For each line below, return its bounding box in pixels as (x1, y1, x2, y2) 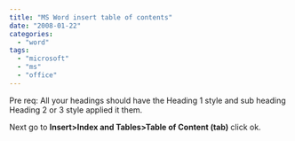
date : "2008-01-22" (9, 21, 82, 30)
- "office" (17, 71, 58, 80)
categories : (9, 29, 53, 38)
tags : (9, 46, 29, 55)
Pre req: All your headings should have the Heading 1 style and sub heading (9, 95, 286, 106)
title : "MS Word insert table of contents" (9, 12, 173, 22)
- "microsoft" (17, 54, 69, 63)
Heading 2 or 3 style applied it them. (9, 104, 143, 115)
